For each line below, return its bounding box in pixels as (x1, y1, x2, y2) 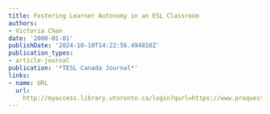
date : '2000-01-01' (8, 34, 74, 43)
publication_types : (8, 49, 74, 57)
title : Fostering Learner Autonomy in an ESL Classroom (8, 11, 199, 20)
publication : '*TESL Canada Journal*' (8, 64, 138, 72)
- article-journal (8, 57, 70, 65)
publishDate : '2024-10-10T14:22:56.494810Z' (8, 42, 160, 50)
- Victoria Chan (8, 26, 63, 35)
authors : (8, 19, 38, 27)
